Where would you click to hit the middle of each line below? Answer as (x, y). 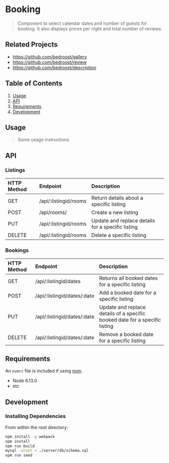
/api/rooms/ (53, 212)
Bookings (17, 250)
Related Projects (31, 45)
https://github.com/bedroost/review (50, 62)
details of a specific (122, 313)
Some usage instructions (43, 140)
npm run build (20, 446)
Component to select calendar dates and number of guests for (82, 23)
